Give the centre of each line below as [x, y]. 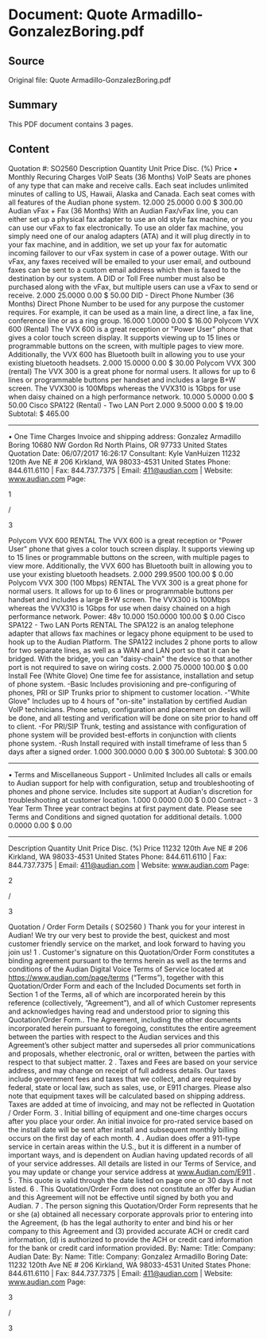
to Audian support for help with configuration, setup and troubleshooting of [131, 783]
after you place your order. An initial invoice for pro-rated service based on [131, 1121]
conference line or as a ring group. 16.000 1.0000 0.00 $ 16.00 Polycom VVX [133, 321]
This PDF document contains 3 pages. [71, 124]
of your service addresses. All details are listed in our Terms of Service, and [132, 1163]
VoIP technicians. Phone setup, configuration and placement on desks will [130, 709]
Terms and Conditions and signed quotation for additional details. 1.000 [125, 816]
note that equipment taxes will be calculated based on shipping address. [127, 1096]
